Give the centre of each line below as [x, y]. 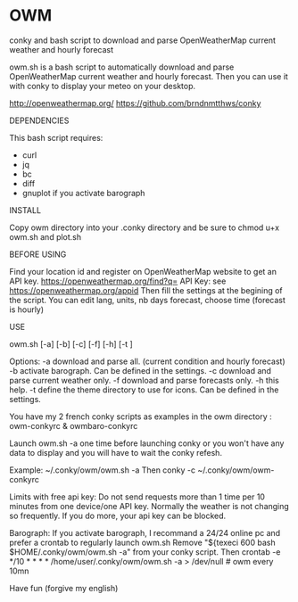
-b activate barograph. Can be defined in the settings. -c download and [141, 370]
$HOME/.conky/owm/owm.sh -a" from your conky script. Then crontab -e [145, 552]
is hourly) [27, 309]
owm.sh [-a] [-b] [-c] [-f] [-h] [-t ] [71, 343]
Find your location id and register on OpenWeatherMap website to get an [143, 271]
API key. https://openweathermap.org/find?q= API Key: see [118, 281]
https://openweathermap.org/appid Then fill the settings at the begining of [146, 290]
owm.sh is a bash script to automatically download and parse [122, 67]
